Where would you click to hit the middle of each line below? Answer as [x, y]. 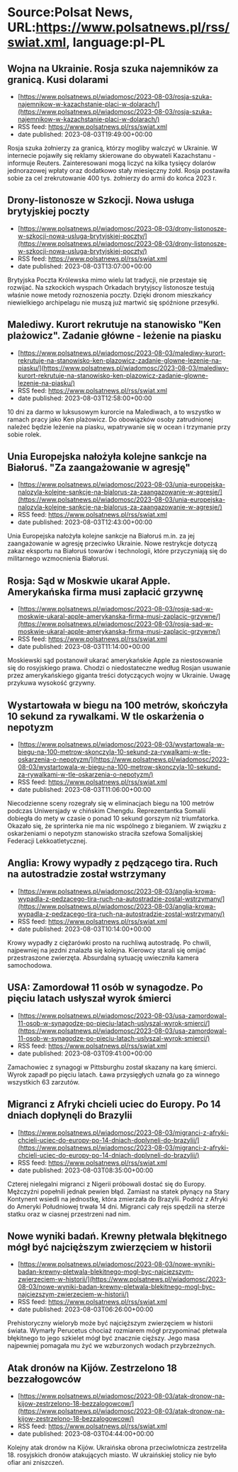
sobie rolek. [24, 434]
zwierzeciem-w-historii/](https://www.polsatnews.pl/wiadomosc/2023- [122, 1279]
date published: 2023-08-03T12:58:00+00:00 [85, 398]
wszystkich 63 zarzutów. [44, 1082]
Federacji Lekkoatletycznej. [47, 841]
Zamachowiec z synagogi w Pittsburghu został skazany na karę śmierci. [112, 1067]
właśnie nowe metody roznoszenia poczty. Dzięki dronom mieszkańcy [110, 295]
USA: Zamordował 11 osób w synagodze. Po [105, 988]
